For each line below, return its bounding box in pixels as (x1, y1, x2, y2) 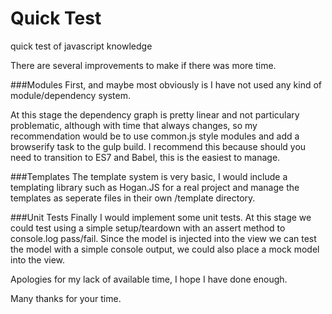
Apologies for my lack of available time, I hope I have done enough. (10, 273, 288, 285)
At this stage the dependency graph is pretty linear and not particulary (10, 108, 300, 121)
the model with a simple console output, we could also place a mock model (10, 243, 320, 255)
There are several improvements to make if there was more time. (10, 59, 277, 71)
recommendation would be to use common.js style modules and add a (10, 130, 300, 142)
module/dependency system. (10, 89, 131, 101)
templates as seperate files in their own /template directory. (10, 192, 256, 204)
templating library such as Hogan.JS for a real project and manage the (10, 181, 300, 193)
